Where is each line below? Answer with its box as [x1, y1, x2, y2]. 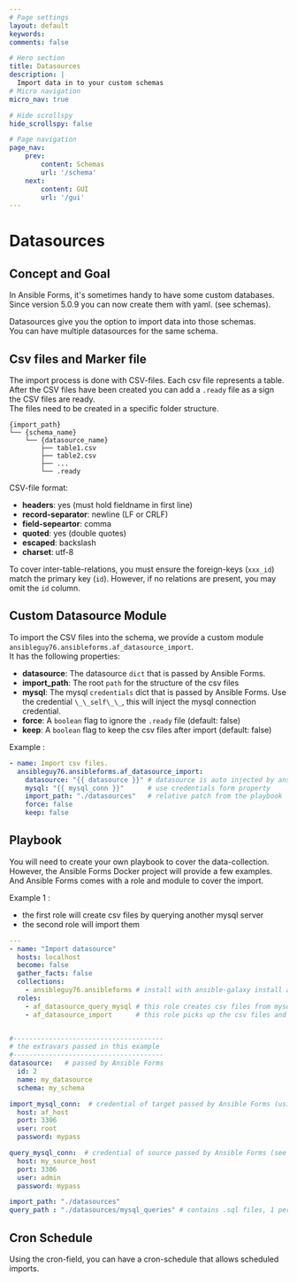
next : [25, 176, 46, 185]
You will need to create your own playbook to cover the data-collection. [9, 856, 270, 867]
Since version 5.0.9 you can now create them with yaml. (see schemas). [9, 299, 271, 310]
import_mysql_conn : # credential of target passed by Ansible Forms [9, 1099, 271, 1108]
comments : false [9, 37, 69, 47]
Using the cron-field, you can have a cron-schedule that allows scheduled [9, 1254, 279, 1264]
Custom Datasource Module [9, 608, 167, 623]
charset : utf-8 [21, 547, 74, 558]
